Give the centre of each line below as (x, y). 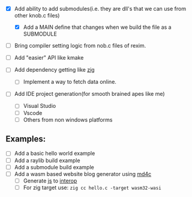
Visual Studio (40, 106)
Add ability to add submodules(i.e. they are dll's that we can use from (100, 9)
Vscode (33, 113)
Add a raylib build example (47, 160)
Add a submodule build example (54, 167)
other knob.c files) (37, 16)
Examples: (26, 139)
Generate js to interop (50, 181)
